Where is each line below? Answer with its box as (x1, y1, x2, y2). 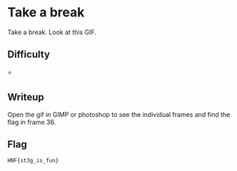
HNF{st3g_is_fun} (7, 157, 59, 165)
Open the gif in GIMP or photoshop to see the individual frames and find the (7, 110, 231, 118)
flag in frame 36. (7, 118, 56, 126)
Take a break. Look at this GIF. (7, 28, 96, 36)
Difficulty (7, 48, 50, 61)
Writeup (7, 91, 44, 103)
